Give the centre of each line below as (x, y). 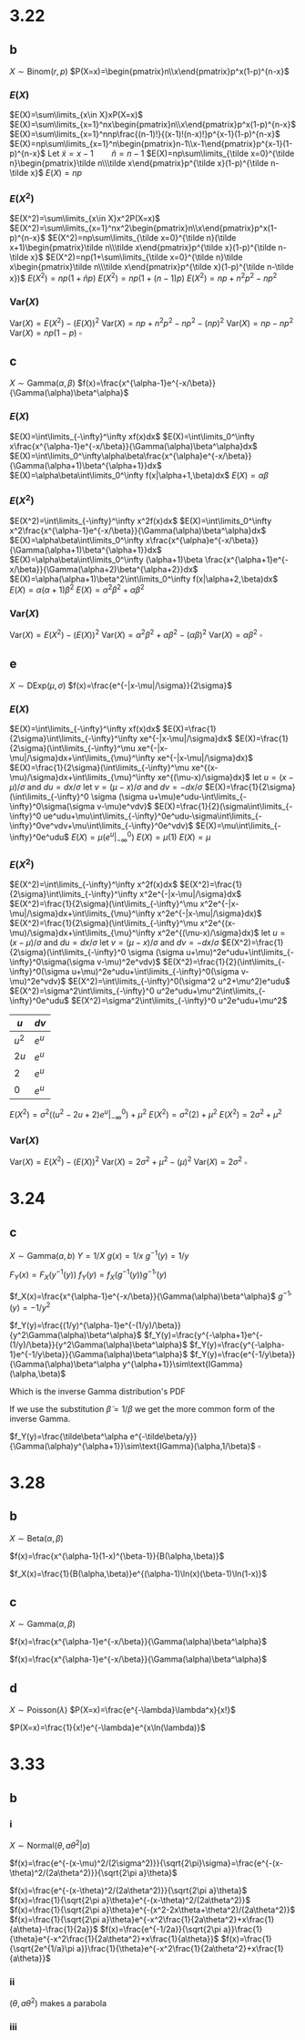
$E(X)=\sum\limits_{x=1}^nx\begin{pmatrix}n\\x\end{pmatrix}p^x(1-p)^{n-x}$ (153, 125)
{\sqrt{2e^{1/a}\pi (42, 1948)
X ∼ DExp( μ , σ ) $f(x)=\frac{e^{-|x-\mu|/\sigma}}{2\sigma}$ (121, 685)
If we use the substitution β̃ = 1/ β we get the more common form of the (142, 1408)
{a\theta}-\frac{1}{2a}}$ (54, 1929)
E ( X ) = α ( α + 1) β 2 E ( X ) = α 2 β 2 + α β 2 (77, 589)
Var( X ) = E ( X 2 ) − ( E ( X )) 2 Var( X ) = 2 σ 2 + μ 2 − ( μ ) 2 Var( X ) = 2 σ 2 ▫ (128, 1161)
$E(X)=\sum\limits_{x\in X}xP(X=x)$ (76, 115)
